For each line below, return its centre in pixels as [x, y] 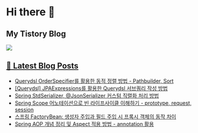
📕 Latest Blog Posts [42, 66]
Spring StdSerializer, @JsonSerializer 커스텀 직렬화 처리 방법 [87, 95]
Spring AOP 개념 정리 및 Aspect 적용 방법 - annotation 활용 [84, 124]
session [24, 109]
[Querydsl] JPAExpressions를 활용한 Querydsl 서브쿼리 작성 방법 [91, 88]
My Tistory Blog [36, 34]
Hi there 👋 [30, 12]
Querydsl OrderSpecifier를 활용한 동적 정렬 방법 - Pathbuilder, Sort [94, 81]
